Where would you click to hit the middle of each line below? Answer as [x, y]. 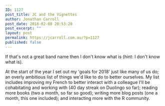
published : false [23, 42]
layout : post [19, 33]
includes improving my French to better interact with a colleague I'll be [78, 82]
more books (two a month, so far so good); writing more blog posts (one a [81, 92]
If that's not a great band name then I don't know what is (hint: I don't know [82, 56]
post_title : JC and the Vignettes [41, 14]
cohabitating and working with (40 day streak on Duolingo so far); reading [81, 87]
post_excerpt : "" [23, 28]
